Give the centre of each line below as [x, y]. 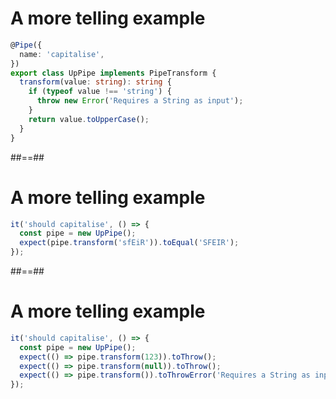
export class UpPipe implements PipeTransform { [113, 73]
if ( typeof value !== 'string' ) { [100, 92]
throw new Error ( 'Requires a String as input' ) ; [140, 101]
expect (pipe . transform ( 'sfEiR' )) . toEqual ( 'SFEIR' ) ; [129, 243]
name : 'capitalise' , [62, 54]
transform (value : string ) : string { [95, 82]
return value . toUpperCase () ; [89, 119]
